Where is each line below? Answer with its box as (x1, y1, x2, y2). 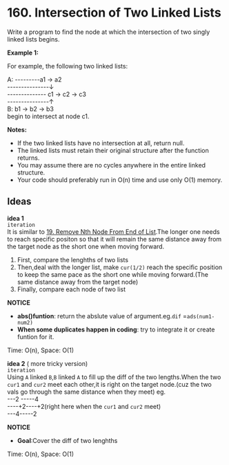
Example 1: (7, 48, 39, 57)
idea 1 (7, 214, 24, 222)
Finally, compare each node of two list (17, 285, 126, 293)
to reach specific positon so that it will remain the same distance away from (7, 235, 222, 243)
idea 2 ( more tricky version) (7, 359, 88, 367)
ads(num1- (186, 313, 215, 320)
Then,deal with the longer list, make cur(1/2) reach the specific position (17, 263, 223, 271)
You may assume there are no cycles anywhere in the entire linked (17, 161, 206, 169)
